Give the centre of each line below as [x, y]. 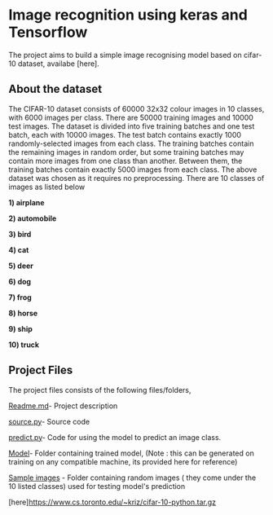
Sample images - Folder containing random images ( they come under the [132, 478]
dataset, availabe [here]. [58, 64]
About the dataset [55, 89]
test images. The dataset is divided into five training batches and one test [132, 126]
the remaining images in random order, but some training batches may [126, 152]
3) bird [20, 234]
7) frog [20, 297]
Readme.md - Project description [63, 406]
